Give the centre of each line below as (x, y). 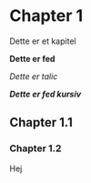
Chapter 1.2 (35, 148)
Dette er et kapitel (43, 41)
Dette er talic (34, 76)
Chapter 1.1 (41, 122)
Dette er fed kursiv (45, 94)
